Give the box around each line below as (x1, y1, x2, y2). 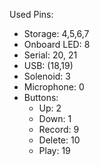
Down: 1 (38, 113, 72, 124)
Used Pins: (9, 9, 54, 20)
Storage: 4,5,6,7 (23, 28, 90, 39)
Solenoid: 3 (23, 70, 71, 82)
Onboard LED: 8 (23, 39, 91, 50)
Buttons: (23, 92, 59, 103)
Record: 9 (38, 124, 80, 135)
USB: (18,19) (23, 60, 74, 71)
